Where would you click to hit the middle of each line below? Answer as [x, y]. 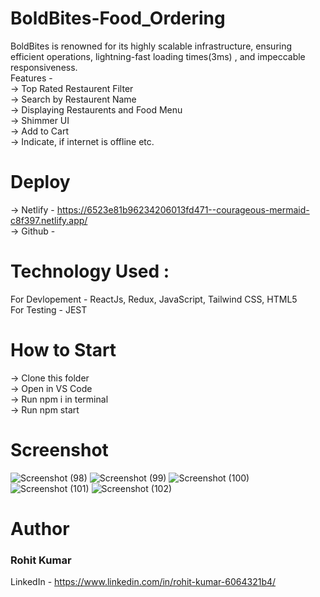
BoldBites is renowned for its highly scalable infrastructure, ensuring [151, 46]
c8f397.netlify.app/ [49, 220]
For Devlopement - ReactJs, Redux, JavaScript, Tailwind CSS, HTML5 [154, 299]
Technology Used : [90, 271]
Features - [31, 78]
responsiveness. [44, 67]
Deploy [40, 182]
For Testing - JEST [49, 309]
